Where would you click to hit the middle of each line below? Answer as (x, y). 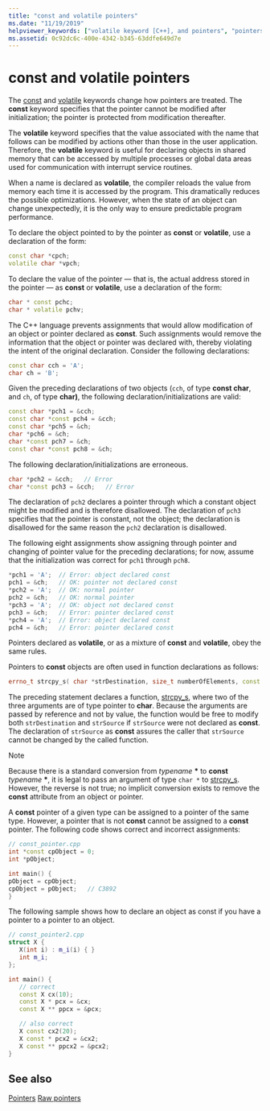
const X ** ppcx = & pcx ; (61, 1010)
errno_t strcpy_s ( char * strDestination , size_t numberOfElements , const (135, 682)
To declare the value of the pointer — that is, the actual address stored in (129, 279)
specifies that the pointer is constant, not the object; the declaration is (125, 519)
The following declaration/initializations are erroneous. (98, 465)
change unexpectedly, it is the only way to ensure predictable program (125, 209)
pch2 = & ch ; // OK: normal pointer (72, 598)
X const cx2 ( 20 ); (48, 1031)
